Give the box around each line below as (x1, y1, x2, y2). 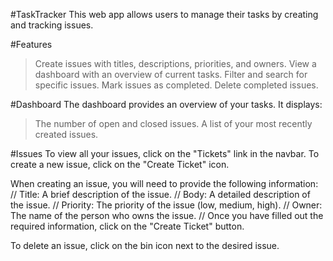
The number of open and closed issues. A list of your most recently (34, 118, 313, 129)
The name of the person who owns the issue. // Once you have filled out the (10, 210, 324, 221)
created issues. (34, 129, 99, 140)
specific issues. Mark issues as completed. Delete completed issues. (34, 79, 319, 91)
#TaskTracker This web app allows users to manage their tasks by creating (10, 9, 319, 20)
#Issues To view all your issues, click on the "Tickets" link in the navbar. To (10, 148, 320, 159)
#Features (10, 39, 53, 50)
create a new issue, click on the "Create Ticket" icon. (10, 159, 230, 170)
